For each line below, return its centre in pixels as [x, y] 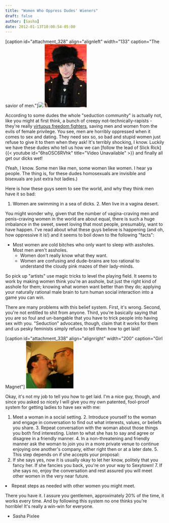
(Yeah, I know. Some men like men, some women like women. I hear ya [79, 168]
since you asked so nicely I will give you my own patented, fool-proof [77, 402]
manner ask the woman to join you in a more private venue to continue [86, 444]
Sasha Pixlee [26, 516]
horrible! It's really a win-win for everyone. [49, 506]
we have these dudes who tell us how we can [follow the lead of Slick [77, 148]
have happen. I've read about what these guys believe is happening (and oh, [85, 230]
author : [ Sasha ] [22, 21]
